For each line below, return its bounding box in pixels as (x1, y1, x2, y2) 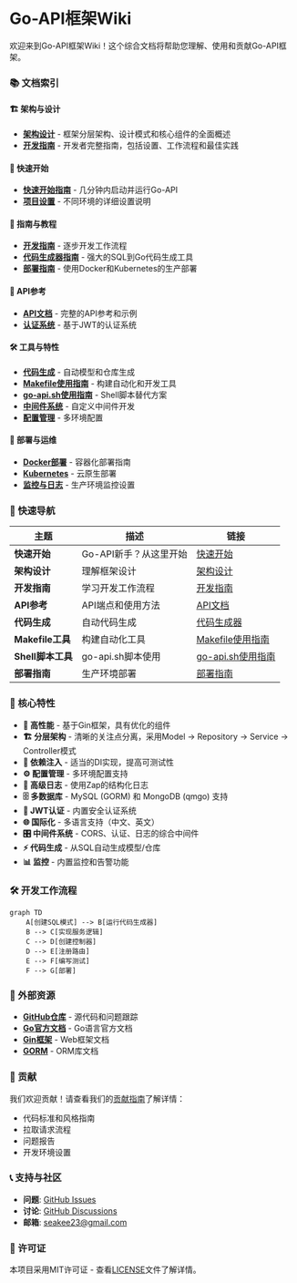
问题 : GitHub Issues (22, 1194, 97, 1205)
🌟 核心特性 (9, 697, 56, 710)
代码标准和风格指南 (22, 1113, 96, 1124)
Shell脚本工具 (14, 651, 73, 663)
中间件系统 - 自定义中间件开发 (22, 400, 136, 411)
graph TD (9, 908, 43, 917)
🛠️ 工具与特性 (9, 342, 60, 353)
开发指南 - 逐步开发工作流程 (22, 241, 128, 251)
